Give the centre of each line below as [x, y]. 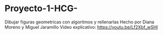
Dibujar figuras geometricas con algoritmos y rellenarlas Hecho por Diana [80, 22]
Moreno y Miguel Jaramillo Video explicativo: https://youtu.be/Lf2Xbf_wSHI [81, 27]
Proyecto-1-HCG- [41, 9]
